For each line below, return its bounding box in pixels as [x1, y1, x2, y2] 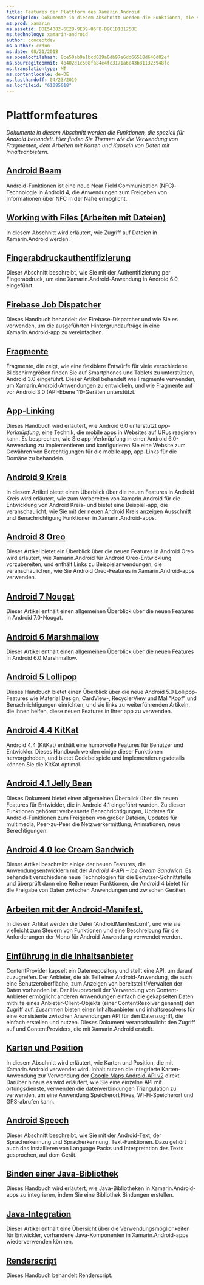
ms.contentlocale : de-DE [6, 71, 69, 77]
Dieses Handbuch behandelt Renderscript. [6, 1272, 113, 1279]
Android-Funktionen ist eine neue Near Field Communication [6, 182, 158, 189]
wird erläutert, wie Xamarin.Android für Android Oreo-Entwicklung [6, 555, 172, 562]
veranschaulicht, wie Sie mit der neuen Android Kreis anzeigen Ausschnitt [6, 508, 191, 515]
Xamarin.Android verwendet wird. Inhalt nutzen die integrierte [6, 1065, 161, 1073]
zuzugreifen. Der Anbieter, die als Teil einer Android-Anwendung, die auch [6, 973, 192, 981]
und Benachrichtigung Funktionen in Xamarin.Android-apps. [6, 514, 157, 521]
